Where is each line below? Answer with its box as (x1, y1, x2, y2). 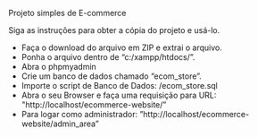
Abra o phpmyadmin (21, 62, 97, 72)
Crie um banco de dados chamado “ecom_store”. (21, 71, 202, 81)
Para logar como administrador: (21, 109, 138, 119)
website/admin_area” (21, 118, 99, 129)
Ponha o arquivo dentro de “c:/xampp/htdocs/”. (21, 52, 196, 62)
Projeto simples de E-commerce (8, 8, 127, 18)
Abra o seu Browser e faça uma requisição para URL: (21, 90, 217, 100)
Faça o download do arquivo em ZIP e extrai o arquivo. (21, 42, 222, 53)
